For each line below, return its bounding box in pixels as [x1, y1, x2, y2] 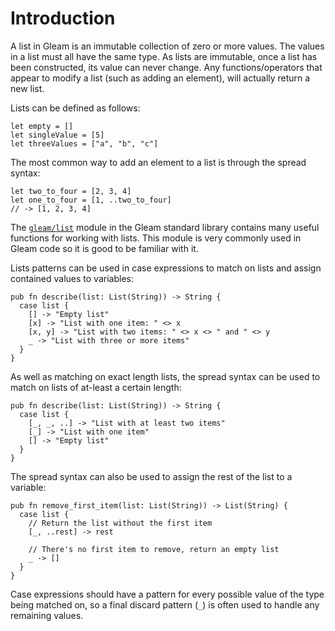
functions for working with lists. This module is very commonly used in [10, 232, 302, 244]
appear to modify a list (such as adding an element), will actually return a [10, 72, 311, 84]
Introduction [10, 7, 116, 30]
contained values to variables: [10, 272, 134, 284]
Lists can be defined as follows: [10, 102, 141, 114]
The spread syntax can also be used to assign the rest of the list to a [10, 470, 293, 482]
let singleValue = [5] [10, 130, 105, 140]
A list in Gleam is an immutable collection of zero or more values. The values [10, 40, 325, 52]
